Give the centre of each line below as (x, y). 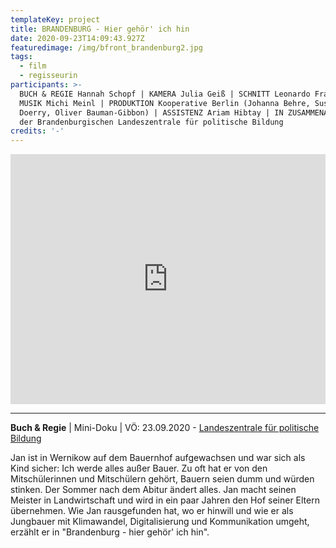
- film (33, 66)
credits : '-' (37, 131)
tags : (21, 57)
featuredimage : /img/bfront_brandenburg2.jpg (106, 47)
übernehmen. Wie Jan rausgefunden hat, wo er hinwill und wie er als (152, 511)
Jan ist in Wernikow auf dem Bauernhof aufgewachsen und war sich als (158, 458)
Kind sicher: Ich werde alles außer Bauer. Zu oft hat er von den (139, 468)
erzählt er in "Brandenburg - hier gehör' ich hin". (110, 532)
